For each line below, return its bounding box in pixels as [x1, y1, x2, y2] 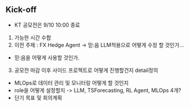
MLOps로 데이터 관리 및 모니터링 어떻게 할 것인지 [14, 79, 129, 86]
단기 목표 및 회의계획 [14, 94, 63, 101]
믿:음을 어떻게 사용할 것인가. [14, 53, 80, 61]
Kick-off [5, 5, 37, 15]
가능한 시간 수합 [14, 34, 51, 41]
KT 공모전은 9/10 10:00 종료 [14, 21, 80, 29]
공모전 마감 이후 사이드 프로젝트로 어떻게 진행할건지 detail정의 [14, 67, 158, 74]
